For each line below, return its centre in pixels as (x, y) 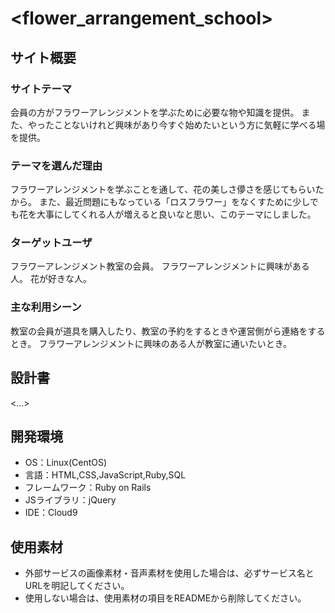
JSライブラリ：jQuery (70, 500)
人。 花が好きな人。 (51, 279)
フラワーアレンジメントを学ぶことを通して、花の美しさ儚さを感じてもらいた (167, 189)
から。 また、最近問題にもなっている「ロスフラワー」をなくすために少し (160, 202)
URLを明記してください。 (77, 586)
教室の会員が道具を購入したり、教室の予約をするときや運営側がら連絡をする (168, 331)
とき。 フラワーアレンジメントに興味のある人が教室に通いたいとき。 (151, 343)
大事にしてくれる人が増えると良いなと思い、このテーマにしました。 (176, 214)
